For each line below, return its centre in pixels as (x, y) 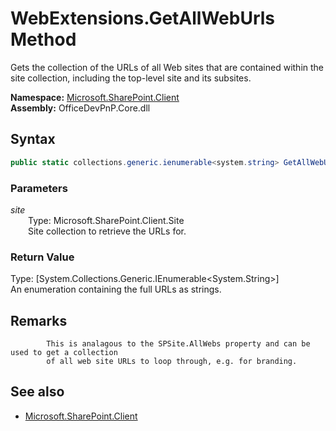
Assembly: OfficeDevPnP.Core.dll (80, 108)
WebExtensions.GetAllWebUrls (143, 18)
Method (43, 39)
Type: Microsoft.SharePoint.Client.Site (106, 220)
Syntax (33, 139)
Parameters (39, 188)
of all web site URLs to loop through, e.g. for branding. (172, 362)
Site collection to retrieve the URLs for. (107, 231)
